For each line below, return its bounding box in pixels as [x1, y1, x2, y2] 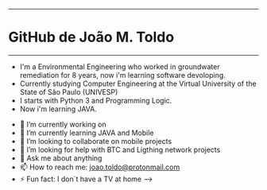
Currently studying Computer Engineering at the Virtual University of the [19, 79, 257, 88]
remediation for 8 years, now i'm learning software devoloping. [19, 70, 226, 79]
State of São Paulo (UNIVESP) [19, 87, 118, 96]
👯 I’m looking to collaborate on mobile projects [19, 136, 172, 145]
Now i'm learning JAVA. [19, 104, 97, 114]
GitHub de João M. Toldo [8, 29, 175, 46]
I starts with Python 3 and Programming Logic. [19, 95, 172, 105]
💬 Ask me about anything [19, 153, 103, 163]
